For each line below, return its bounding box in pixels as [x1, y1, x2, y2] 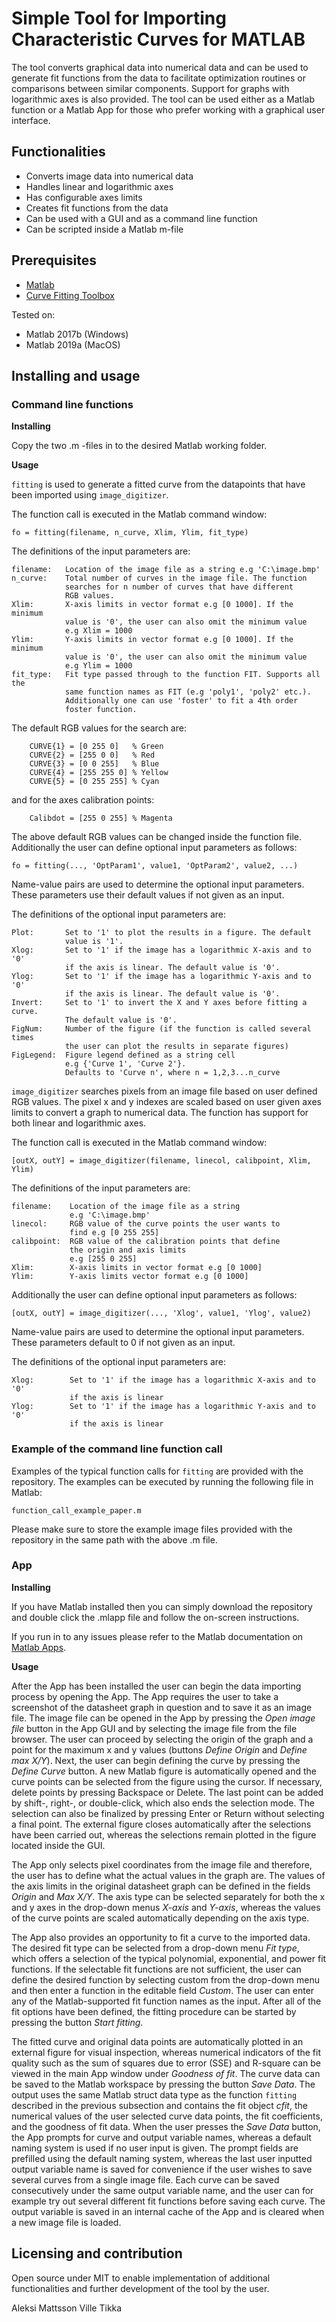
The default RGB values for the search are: [11, 722, 187, 734]
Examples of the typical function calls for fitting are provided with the [11, 1465, 304, 1477]
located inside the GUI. [11, 1839, 106, 1851]
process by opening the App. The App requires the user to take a [11, 1690, 279, 1702]
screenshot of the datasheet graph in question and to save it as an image [11, 1701, 313, 1713]
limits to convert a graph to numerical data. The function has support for [11, 1107, 309, 1119]
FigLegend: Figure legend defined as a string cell [11, 1050, 236, 1061]
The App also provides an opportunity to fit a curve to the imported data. [11, 1931, 311, 1943]
